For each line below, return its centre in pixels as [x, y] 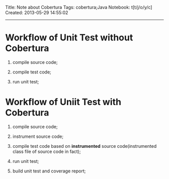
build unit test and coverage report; [49, 171]
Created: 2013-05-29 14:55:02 [37, 13]
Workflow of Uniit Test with [63, 102]
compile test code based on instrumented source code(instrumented [84, 146]
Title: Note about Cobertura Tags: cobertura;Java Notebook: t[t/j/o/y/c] [79, 7]
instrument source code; [38, 136]
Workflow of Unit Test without [69, 38]
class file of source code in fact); [47, 151]
